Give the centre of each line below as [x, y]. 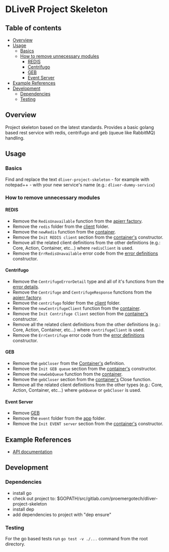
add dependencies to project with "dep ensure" [62, 515]
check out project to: [34, 498]
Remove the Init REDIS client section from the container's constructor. [88, 237]
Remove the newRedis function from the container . [64, 232]
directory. [15, 544]
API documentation [33, 452]
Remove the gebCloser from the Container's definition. [69, 363]
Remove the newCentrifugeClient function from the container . [77, 308]
